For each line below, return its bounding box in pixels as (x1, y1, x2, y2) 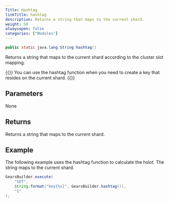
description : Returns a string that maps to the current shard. (5, 17, 145, 22)
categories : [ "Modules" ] (5, 31, 58, 36)
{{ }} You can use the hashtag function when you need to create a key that (5, 69, 160, 75)
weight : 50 (5, 21, 29, 27)
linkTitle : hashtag (5, 12, 47, 17)
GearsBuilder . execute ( (5, 175, 53, 180)
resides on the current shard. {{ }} (5, 75, 75, 81)
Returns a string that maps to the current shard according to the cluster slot (5, 54, 164, 60)
